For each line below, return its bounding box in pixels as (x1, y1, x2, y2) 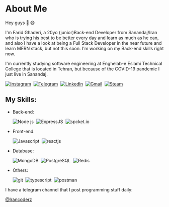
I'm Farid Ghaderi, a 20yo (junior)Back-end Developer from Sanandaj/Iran (5, 29, 157, 35)
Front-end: (12, 128, 35, 134)
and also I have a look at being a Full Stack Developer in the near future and (5, 40, 162, 46)
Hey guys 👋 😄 (5, 20, 35, 26)
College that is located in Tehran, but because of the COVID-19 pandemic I (5, 66, 160, 72)
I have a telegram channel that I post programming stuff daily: (5, 186, 133, 192)
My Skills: (5, 95, 37, 104)
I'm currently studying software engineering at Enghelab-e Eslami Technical (5, 60, 162, 66)
